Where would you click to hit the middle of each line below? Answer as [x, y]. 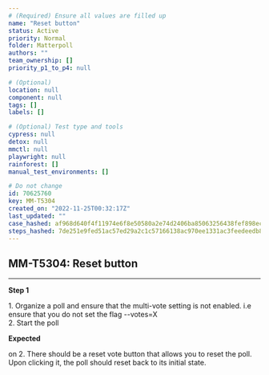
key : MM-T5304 [32, 202]
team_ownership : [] [41, 61]
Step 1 [19, 291]
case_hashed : [30, 223]
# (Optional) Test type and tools [66, 127]
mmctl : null [28, 149]
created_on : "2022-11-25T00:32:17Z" [69, 209]
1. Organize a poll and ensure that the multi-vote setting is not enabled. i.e [130, 306]
